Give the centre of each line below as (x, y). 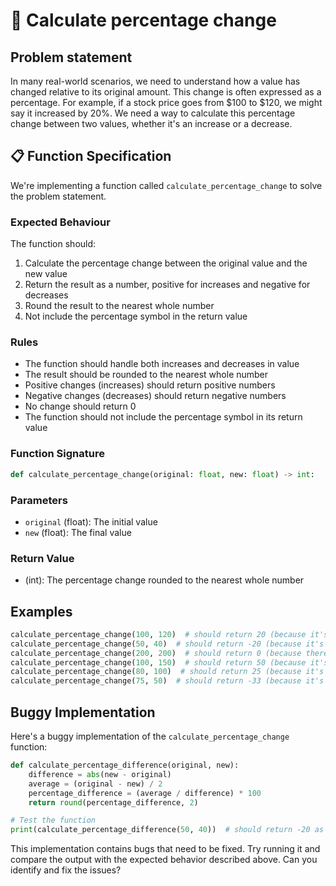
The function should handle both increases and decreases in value (162, 364)
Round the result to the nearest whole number (119, 306)
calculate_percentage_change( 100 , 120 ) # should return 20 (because (158, 634)
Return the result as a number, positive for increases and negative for (167, 285)
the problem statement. (58, 196)
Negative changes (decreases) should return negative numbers (155, 396)
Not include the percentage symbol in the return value (136, 316)
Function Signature (57, 454)
